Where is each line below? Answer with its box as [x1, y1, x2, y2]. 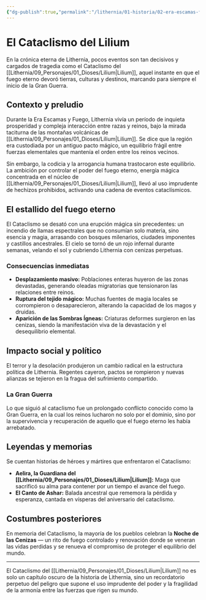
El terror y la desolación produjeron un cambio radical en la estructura [6, 362, 183, 369]
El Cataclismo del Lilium [6, 35, 130, 49]
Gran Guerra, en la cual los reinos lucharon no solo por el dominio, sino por [6, 410, 196, 418]
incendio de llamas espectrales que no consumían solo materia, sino [6, 227, 179, 234]
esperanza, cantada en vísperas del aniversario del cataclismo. [15, 496, 175, 503]
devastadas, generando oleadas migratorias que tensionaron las [15, 282, 178, 290]
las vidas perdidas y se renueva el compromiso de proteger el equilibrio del [6, 543, 196, 550]
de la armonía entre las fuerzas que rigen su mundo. [6, 587, 139, 594]
